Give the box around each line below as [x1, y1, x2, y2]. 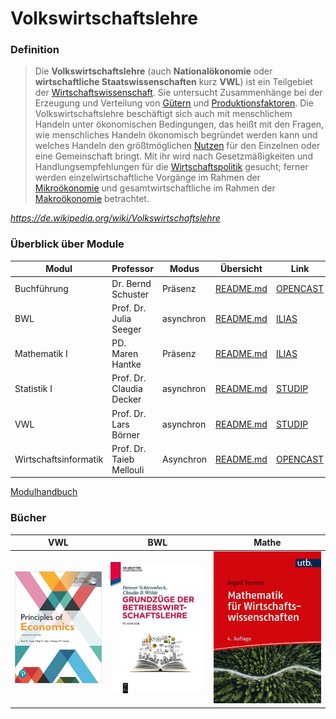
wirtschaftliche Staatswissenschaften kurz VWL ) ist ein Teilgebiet [34, 76, 313, 88]
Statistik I [14, 383, 53, 395]
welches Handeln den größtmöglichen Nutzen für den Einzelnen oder [34, 140, 321, 152]
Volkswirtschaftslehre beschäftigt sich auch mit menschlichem [34, 108, 293, 120]
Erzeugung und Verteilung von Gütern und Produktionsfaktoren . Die [34, 97, 314, 109]
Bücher [10, 511, 47, 525]
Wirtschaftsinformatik [14, 453, 104, 465]
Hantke [111, 358, 142, 371]
